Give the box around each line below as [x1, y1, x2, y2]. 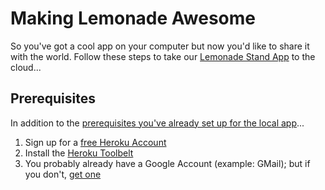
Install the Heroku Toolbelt [24, 147, 134, 159]
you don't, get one [24, 168, 102, 180]
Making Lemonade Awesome [10, 7, 256, 30]
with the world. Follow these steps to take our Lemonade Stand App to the [10, 50, 316, 62]
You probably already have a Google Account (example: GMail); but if [24, 157, 311, 169]
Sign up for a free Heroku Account [24, 136, 167, 148]
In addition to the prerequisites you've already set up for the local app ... [10, 117, 305, 129]
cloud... [10, 61, 42, 73]
